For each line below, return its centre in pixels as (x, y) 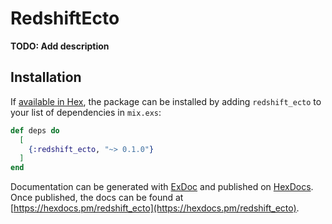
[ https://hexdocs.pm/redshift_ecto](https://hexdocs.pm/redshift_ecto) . (155, 208)
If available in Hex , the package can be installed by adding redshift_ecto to (166, 101)
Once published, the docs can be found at (97, 198)
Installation (46, 77)
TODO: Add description (60, 46)
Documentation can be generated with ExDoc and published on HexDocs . (162, 187)
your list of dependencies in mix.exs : (86, 112)
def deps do (35, 130)
